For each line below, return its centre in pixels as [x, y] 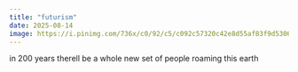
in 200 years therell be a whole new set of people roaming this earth [134, 59]
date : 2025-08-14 [41, 25]
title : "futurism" [43, 17]
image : [21, 33]
